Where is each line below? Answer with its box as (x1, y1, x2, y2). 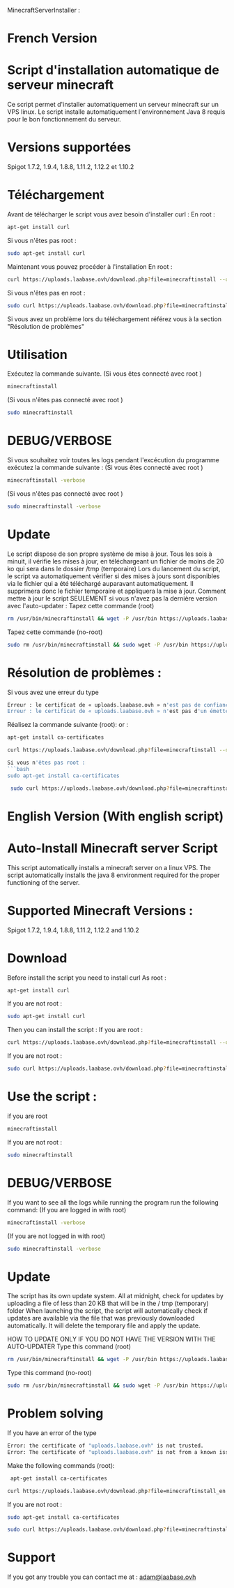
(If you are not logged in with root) (7, 1232, 106, 1240)
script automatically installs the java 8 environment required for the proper (7, 871, 220, 879)
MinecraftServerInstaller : (7, 6, 80, 14)
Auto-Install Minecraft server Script (7, 840, 218, 856)
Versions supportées (7, 140, 132, 156)
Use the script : (7, 1089, 97, 1105)
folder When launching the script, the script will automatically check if (7, 1307, 208, 1315)
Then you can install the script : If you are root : (7, 1026, 143, 1034)
